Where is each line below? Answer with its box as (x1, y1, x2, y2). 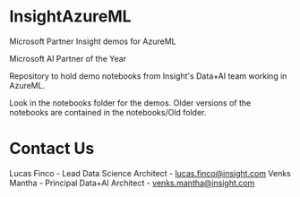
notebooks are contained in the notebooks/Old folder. (9, 107, 207, 117)
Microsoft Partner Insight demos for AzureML (9, 36, 176, 47)
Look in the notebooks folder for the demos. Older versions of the (9, 97, 252, 108)
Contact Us (9, 139, 95, 158)
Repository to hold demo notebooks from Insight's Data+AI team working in (9, 70, 287, 81)
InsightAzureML (9, 6, 132, 27)
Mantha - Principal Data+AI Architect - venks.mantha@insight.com (9, 177, 255, 188)
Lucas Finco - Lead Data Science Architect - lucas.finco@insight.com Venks (9, 167, 291, 178)
